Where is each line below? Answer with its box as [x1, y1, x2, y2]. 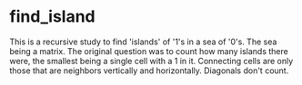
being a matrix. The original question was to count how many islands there [9, 45, 288, 56]
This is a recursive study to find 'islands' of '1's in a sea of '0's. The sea [9, 36, 277, 47]
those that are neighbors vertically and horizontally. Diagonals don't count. [9, 65, 289, 76]
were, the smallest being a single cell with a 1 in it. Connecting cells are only [9, 55, 294, 66]
